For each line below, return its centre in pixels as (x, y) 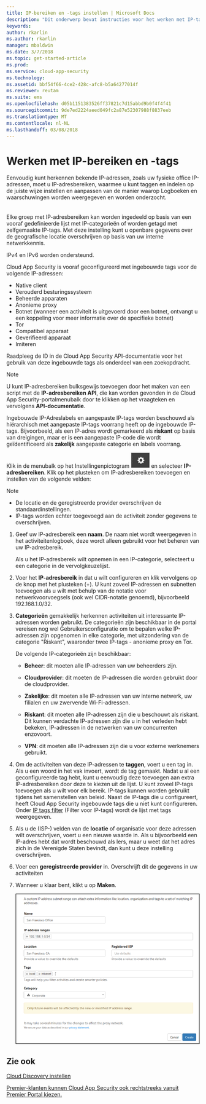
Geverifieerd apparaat (43, 337)
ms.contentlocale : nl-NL (38, 123)
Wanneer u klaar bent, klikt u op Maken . (66, 885)
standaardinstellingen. (43, 510)
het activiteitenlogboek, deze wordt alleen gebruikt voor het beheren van (107, 541)
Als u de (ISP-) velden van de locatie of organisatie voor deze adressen (105, 829)
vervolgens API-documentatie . (46, 406)
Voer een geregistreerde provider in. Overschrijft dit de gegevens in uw (106, 867)
